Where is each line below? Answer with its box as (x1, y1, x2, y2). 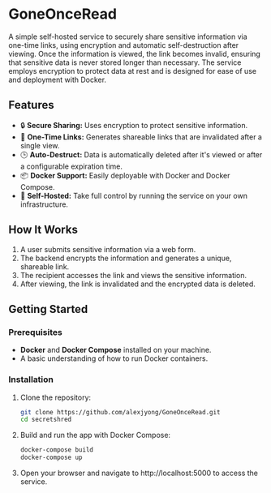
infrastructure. (19, 199, 69, 209)
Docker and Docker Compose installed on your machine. (19, 345, 212, 355)
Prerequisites (8, 326, 62, 337)
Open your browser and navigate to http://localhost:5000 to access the (19, 468, 258, 478)
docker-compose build (19, 446, 93, 454)
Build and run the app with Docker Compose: (19, 431, 171, 440)
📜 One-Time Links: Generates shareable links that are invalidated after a (19, 131, 262, 142)
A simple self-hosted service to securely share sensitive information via (8, 32, 247, 41)
